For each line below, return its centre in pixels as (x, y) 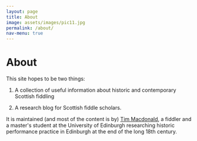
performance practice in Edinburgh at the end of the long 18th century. (92, 132)
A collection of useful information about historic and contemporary (95, 90)
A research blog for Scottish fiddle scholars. (68, 108)
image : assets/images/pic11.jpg (46, 22)
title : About (22, 17)
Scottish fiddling (34, 96)
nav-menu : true (25, 33)
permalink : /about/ (30, 28)
